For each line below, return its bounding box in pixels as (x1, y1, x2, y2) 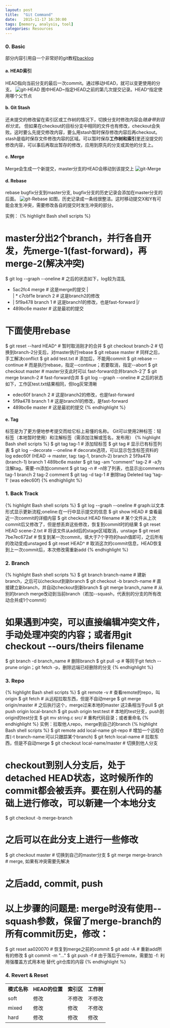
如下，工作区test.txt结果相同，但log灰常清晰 (5, 381, 98, 387)
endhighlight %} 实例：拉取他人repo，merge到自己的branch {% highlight (5, 721, 158, 727)
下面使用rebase (5, 325, 71, 337)
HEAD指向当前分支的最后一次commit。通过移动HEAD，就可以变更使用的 (5, 80, 156, 86)
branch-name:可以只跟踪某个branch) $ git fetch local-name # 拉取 (16, 734, 154, 740)
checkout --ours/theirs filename (5, 641, 144, 652)
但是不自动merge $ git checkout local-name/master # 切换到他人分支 (14, 740, 158, 746)
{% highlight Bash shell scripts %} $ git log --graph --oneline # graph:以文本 (5, 502, 165, 508)
